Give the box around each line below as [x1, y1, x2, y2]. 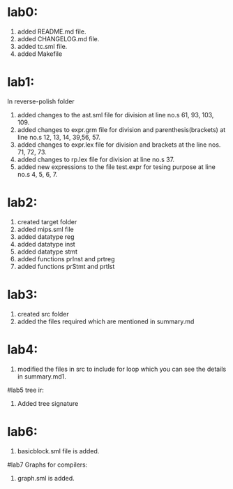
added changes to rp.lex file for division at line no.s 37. [17, 155, 175, 163]
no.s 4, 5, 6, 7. [17, 170, 58, 178]
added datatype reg [17, 232, 75, 241]
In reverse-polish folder [7, 97, 75, 105]
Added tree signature [17, 399, 79, 407]
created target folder [17, 217, 77, 226]
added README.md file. [17, 27, 87, 36]
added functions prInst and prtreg [17, 254, 115, 263]
